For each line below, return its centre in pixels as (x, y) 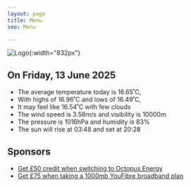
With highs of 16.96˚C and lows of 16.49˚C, (79, 100)
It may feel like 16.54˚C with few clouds (74, 107)
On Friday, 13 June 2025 (62, 75)
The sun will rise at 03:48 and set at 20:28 (79, 129)
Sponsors (29, 151)
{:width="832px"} (55, 53)
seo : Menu (22, 27)
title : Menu (25, 20)
